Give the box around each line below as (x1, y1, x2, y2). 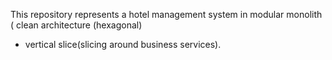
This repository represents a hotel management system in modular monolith (10, 9, 323, 20)
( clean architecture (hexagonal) (10, 19, 143, 31)
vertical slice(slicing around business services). (24, 39, 222, 50)
